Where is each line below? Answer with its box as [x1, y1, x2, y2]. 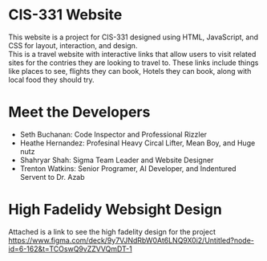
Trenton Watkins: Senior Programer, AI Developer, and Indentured [19, 163, 237, 173]
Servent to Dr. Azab [19, 172, 86, 181]
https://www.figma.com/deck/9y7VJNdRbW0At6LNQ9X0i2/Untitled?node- [8, 235, 255, 245]
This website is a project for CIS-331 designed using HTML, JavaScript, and [8, 32, 259, 42]
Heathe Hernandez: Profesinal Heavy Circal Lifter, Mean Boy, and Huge [19, 138, 256, 148]
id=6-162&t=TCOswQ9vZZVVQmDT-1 [8, 243, 132, 254]
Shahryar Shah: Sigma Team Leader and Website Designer [19, 155, 214, 165]
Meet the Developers [8, 103, 151, 121]
